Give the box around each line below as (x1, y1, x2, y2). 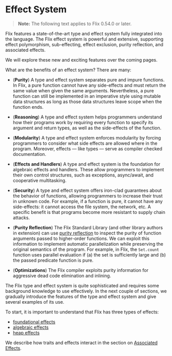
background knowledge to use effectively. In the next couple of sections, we (5, 288, 167, 294)
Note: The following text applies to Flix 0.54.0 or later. (17, 21, 132, 27)
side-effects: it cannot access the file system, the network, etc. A (12, 204, 151, 210)
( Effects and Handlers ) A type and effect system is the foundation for (12, 161, 161, 167)
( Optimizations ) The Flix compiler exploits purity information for (12, 267, 149, 273)
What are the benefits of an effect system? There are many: (5, 67, 132, 73)
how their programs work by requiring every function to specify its (12, 119, 154, 125)
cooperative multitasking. (12, 177, 67, 183)
